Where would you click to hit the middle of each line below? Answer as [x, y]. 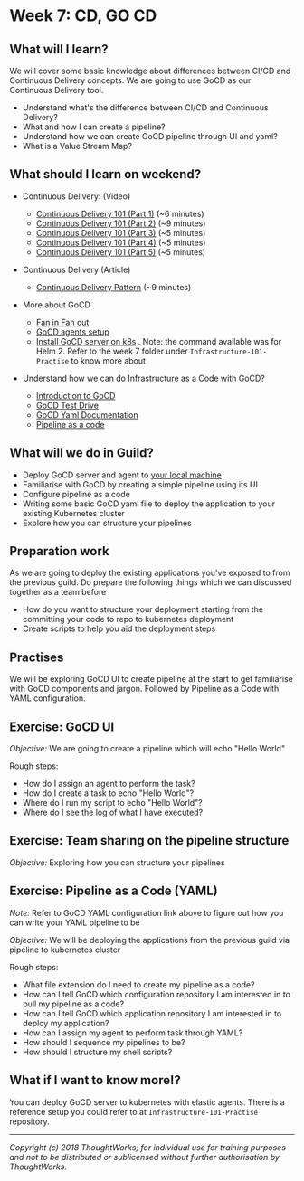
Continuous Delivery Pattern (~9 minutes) [114, 287]
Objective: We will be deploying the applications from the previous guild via [150, 940]
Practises [37, 657]
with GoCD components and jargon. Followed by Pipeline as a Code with [144, 689]
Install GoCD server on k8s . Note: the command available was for [159, 341]
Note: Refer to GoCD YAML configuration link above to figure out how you [147, 912]
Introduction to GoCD [76, 395]
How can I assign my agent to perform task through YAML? [133, 1033]
